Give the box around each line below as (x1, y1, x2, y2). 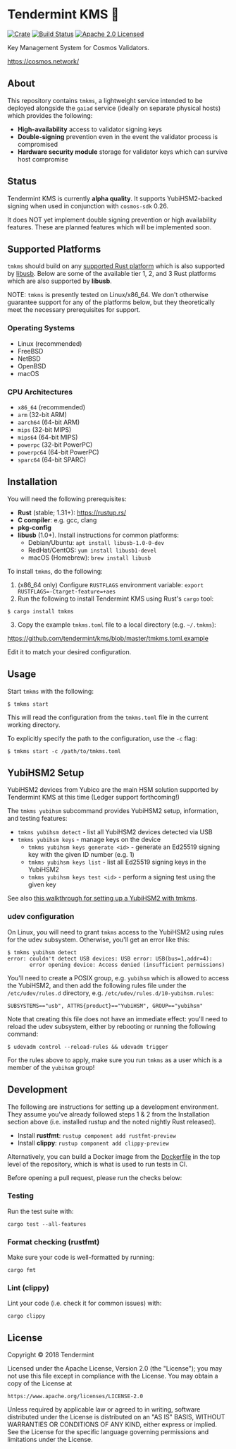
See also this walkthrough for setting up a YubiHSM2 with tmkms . (7, 894, 197, 903)
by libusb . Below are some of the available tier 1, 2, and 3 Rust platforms (7, 270, 216, 278)
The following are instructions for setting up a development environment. (7, 1102, 219, 1111)
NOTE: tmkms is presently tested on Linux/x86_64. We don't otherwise (7, 291, 209, 299)
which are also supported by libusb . (7, 277, 113, 285)
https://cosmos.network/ (7, 56, 80, 66)
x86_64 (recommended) (17, 402, 86, 411)
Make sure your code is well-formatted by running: (7, 1253, 155, 1262)
